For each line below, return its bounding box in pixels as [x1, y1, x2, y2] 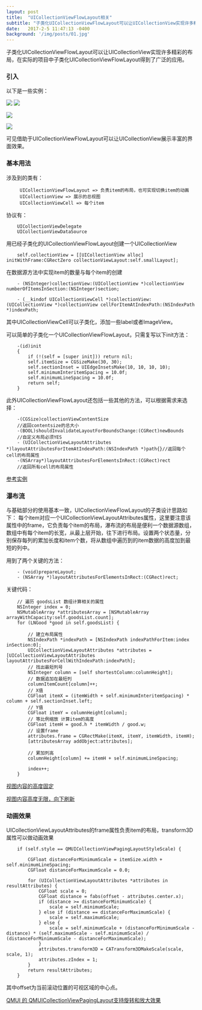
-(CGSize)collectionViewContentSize [17, 416, 109, 422]
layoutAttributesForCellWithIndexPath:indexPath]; [6, 658, 136, 664]
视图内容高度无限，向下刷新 [6, 796, 75, 803]
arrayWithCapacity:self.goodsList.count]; [6, 615, 114, 621]
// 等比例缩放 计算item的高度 [28, 716, 94, 723]
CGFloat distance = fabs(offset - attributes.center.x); [38, 894, 185, 900]
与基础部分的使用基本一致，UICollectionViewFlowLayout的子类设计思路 [6, 507, 182, 514]
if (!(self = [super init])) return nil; [28, 354, 133, 360]
